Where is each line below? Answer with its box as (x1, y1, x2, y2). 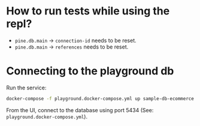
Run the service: (6, 84, 47, 91)
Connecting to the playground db (6, 64, 174, 78)
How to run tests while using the (6, 4, 170, 18)
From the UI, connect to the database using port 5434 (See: (6, 106, 154, 113)
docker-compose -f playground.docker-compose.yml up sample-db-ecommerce (6, 95, 195, 101)
